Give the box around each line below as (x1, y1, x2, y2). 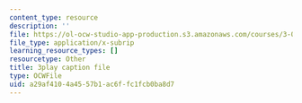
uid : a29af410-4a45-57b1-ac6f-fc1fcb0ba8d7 (9, 80, 175, 89)
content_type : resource (9, 13, 99, 22)
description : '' (9, 21, 70, 30)
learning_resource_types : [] (9, 47, 119, 56)
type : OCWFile (9, 72, 63, 81)
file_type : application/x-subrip (9, 38, 135, 47)
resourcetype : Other (9, 55, 87, 64)
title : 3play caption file (9, 64, 111, 73)
